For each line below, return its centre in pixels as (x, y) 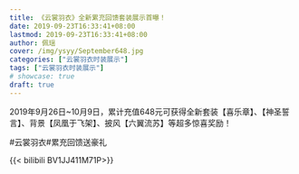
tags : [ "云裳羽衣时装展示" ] (57, 69)
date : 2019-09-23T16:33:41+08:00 (72, 26)
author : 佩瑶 (33, 43)
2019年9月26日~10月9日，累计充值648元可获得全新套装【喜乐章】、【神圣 (146, 111)
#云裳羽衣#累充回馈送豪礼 (58, 142)
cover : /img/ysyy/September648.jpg (77, 51)
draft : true (32, 85)
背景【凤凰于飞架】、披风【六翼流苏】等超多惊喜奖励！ (130, 123)
